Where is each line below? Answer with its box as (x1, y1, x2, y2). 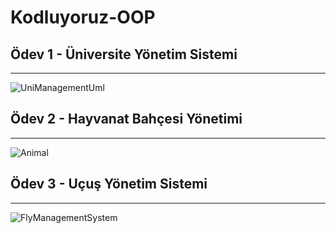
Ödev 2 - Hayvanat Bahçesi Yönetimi (10, 111, 243, 128)
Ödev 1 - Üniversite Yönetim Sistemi (10, 46, 238, 63)
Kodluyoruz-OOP (10, 6, 156, 29)
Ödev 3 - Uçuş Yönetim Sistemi (10, 176, 208, 193)
